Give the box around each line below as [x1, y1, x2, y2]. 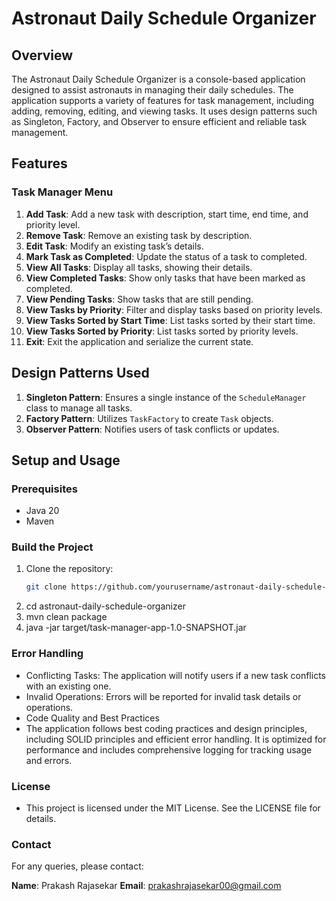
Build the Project [11, 540, 94, 554]
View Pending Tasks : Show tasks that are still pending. [25, 293, 254, 305]
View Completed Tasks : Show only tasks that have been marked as [25, 272, 306, 284]
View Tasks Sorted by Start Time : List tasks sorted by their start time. [25, 314, 316, 326]
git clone [25, 582, 68, 592]
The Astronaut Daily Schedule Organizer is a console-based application [11, 73, 306, 85]
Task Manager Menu [11, 185, 114, 199]
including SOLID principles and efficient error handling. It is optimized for [25, 733, 327, 745]
